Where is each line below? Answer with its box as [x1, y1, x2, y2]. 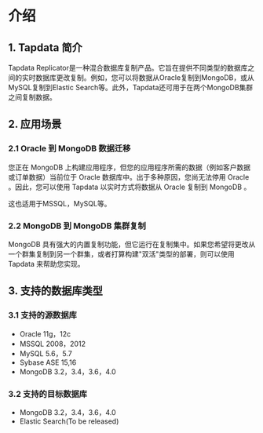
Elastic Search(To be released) [19, 417, 119, 426]
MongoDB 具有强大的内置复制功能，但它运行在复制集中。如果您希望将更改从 [8, 239, 256, 249]
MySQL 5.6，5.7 [19, 348, 72, 358]
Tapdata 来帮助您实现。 [8, 259, 85, 268]
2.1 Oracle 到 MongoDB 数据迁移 [8, 143, 131, 154]
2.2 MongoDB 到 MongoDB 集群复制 [8, 220, 147, 231]
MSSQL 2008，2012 [19, 339, 86, 348]
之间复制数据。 [8, 93, 57, 102]
